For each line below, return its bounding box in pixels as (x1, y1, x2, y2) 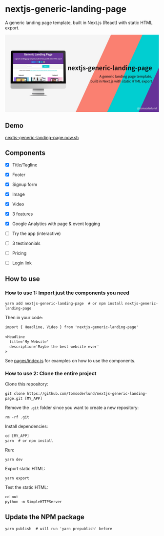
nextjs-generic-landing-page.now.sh (5, 134, 79, 140)
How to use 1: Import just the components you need (5, 289, 129, 296)
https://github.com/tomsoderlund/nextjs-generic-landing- (26, 391, 147, 396)
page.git (5, 396, 23, 401)
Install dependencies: (5, 423, 48, 430)
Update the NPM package (5, 512, 84, 521)
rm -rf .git (5, 415, 29, 420)
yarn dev (5, 457, 23, 462)
